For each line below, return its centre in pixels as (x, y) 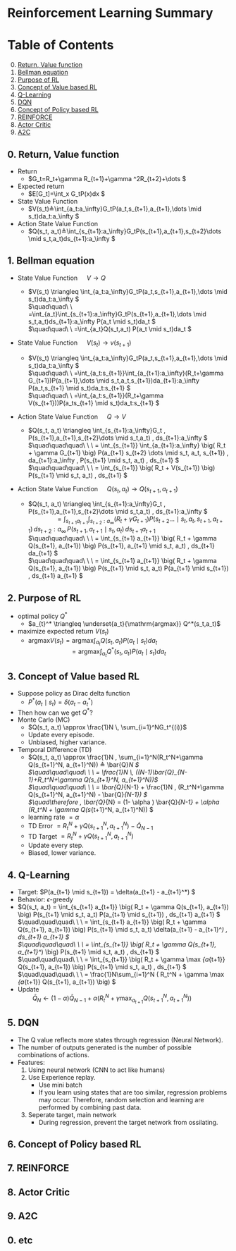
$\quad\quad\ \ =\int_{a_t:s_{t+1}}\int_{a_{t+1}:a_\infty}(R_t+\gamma (126, 373)
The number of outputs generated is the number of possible (104, 1047)
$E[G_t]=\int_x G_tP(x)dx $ (67, 193)
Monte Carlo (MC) (44, 720)
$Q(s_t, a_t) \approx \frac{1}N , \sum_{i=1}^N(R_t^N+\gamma (116, 757)
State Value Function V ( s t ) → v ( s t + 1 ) (74, 343)
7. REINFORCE (38, 1168)
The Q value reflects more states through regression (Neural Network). (120, 1040)
